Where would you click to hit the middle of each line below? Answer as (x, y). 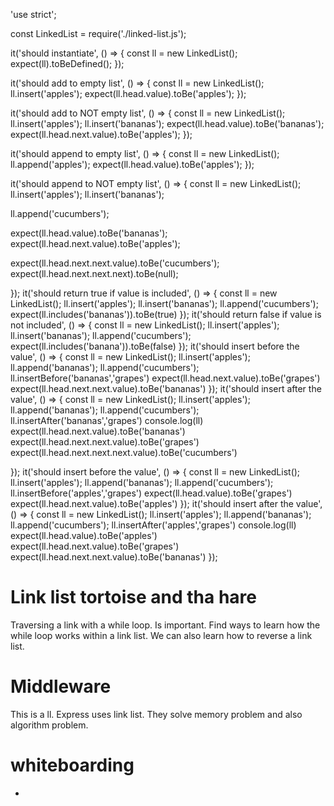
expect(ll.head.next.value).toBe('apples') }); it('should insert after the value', (166, 503)
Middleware (61, 686)
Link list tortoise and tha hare (133, 597)
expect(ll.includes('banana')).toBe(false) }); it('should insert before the (155, 346)
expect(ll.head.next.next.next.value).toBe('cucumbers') (124, 452)
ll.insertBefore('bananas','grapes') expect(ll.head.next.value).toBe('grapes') (165, 378)
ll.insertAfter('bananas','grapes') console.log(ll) (107, 420)
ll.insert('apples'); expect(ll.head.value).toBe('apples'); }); (128, 93)
